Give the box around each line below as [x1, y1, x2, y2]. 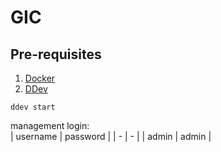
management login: [10, 120, 90, 131]
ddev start [10, 102, 56, 112]
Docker [24, 72, 56, 84]
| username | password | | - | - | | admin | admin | [10, 131, 212, 142]
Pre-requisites [10, 46, 102, 63]
